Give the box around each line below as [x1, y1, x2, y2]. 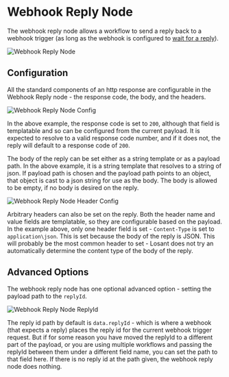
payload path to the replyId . [7, 292, 87, 300]
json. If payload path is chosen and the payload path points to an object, [7, 169, 211, 177]
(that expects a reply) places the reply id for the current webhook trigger [7, 326, 213, 334]
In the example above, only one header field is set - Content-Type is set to [7, 224, 215, 233]
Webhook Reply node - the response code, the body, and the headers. [7, 93, 206, 101]
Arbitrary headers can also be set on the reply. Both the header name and [7, 210, 215, 218]
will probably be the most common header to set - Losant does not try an [7, 239, 214, 247]
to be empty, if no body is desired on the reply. [7, 183, 139, 192]
